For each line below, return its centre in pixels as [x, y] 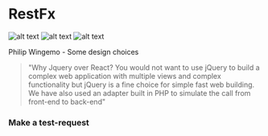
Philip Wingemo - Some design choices [74, 52]
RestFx [32, 14]
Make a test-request [49, 122]
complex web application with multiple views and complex [124, 76]
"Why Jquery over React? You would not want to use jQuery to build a [144, 67]
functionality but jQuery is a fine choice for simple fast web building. [141, 84]
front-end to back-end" [67, 101]
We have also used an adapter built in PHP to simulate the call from [139, 93]
